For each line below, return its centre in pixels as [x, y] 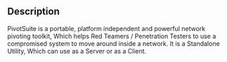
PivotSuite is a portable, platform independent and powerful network [106, 28]
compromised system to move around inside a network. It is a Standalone [113, 43]
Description [33, 12]
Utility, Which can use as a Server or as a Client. [77, 51]
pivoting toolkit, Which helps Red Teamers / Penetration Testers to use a [112, 36]
